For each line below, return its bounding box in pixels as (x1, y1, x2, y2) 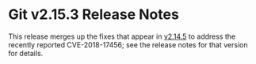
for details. (8, 48, 44, 58)
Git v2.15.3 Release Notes (8, 6, 180, 24)
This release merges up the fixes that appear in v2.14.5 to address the (8, 32, 236, 41)
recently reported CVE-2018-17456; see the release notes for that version (8, 40, 248, 49)
